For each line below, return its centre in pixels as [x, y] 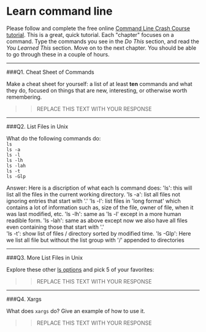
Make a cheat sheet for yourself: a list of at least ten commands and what [99, 83]
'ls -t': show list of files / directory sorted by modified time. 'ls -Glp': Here [99, 233]
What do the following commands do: [54, 138]
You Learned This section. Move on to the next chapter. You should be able [101, 48]
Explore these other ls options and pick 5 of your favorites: [80, 269]
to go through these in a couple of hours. [58, 54]
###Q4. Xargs [24, 299]
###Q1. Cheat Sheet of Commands [51, 72]
